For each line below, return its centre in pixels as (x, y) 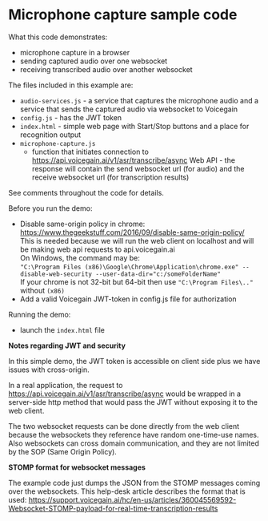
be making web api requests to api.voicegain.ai (98, 249)
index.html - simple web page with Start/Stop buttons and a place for (134, 126)
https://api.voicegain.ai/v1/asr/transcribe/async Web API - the (134, 160)
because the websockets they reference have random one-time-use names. (134, 434)
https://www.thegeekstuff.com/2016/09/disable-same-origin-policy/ (132, 232)
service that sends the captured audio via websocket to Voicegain (129, 109)
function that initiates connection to (90, 151)
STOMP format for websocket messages (77, 467)
